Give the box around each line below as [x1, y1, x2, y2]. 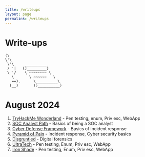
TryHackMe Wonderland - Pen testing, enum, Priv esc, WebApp [12, 116, 141, 121]
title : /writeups [5, 7, 41, 12]
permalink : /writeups [5, 16, 49, 21]
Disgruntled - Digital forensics [12, 136, 73, 142]
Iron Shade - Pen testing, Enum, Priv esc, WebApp [12, 147, 113, 153]
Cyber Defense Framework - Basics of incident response [12, 126, 127, 132]
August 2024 [5, 99, 60, 110]
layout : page [5, 12, 32, 17]
